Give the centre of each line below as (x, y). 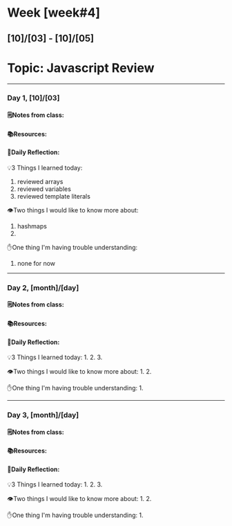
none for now (36, 263)
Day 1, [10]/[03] (33, 98)
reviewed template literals (54, 196)
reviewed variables (44, 189)
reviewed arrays (40, 181)
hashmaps (32, 226)
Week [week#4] (54, 13)
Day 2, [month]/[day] (43, 287)
